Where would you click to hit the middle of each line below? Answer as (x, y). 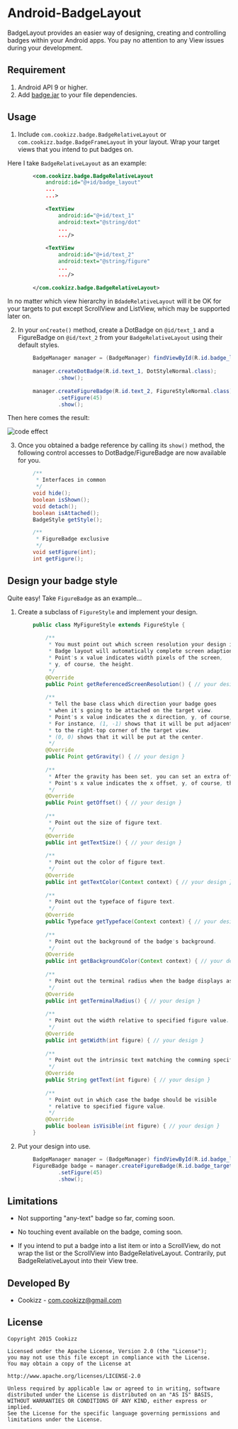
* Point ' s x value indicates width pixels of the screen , (136, 658)
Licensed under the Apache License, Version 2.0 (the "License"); (107, 1351)
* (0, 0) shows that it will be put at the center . (126, 737)
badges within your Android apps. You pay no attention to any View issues (116, 40)
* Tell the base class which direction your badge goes (133, 704)
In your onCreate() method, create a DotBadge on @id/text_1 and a (116, 330)
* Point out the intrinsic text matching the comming (130, 1060)
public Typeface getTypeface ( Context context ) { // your (131, 922)
